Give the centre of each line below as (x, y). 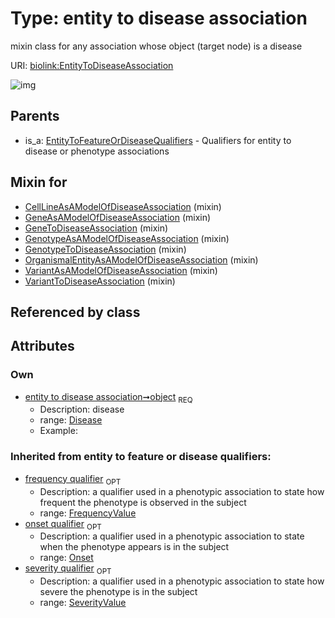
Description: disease (82, 409)
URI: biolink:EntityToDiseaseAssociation (92, 65)
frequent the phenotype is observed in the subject (143, 502)
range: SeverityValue (83, 603)
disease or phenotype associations (97, 151)
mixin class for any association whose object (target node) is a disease (156, 46)
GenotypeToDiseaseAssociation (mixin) (105, 249)
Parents (35, 116)
